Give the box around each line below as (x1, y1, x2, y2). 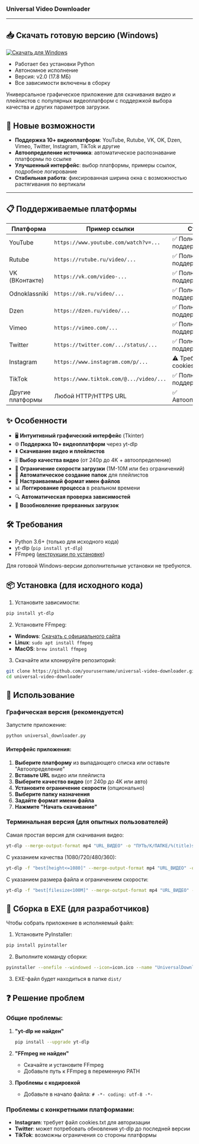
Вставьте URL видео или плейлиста (14, 771, 105, 778)
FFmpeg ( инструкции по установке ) (14, 551, 105, 558)
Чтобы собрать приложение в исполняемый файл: (6, 919, 134, 927)
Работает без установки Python (14, 61, 95, 68)
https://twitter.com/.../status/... (54, 341, 158, 348)
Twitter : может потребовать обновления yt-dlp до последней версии (14, 1125, 191, 1132)
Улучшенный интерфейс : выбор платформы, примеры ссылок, (14, 161, 176, 169)
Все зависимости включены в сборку (14, 80, 111, 87)
